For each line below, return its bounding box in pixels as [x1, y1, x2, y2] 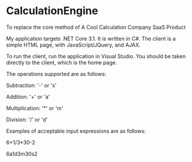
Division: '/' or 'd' [6, 116, 48, 123]
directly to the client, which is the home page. [6, 59, 117, 66]
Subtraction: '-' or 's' [6, 81, 57, 89]
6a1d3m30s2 [6, 150, 38, 157]
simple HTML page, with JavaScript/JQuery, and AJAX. [6, 41, 141, 48]
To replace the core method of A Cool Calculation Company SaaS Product [6, 24, 186, 31]
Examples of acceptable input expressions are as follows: [6, 127, 146, 134]
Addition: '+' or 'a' [6, 93, 50, 100]
